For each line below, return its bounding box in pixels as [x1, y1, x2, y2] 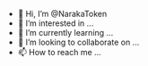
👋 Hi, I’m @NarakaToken [17, 9, 108, 19]
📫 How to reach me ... [17, 47, 101, 57]
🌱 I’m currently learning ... [17, 28, 114, 37]
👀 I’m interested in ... [17, 18, 94, 29]
